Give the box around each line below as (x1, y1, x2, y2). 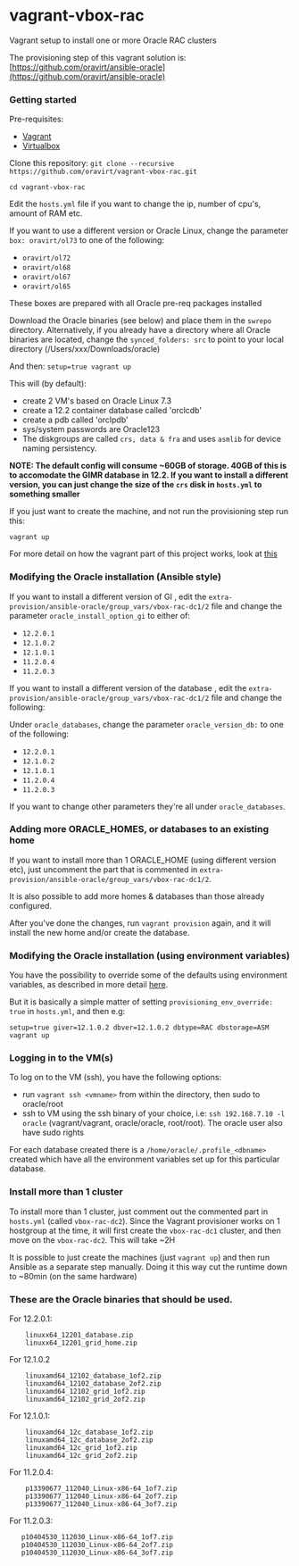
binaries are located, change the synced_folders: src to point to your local (9, 334, 284, 345)
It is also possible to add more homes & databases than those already (9, 890, 265, 902)
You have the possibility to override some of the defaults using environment (9, 970, 287, 980)
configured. (9, 900, 52, 911)
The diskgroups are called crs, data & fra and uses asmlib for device (21, 434, 281, 445)
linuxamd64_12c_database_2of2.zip (25, 1436, 154, 1445)
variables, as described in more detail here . (9, 979, 169, 990)
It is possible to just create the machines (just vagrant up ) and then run (9, 1252, 270, 1262)
